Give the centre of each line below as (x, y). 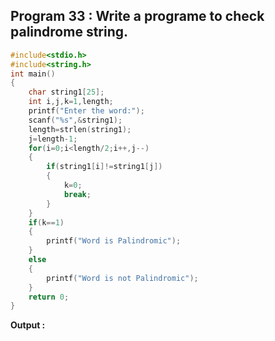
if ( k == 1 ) (46, 222)
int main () (33, 74)
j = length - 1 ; (53, 139)
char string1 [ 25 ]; (66, 92)
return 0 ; (49, 297)
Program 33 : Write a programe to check (137, 16)
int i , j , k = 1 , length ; (71, 102)
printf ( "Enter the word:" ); (86, 111)
